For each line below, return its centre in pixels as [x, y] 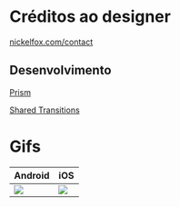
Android [32, 175]
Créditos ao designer [90, 17]
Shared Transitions [45, 110]
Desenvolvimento [60, 70]
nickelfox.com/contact [51, 42]
